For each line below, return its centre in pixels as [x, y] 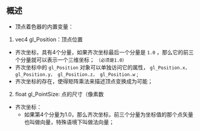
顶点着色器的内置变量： [44, 27]
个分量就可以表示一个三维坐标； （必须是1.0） [71, 60]
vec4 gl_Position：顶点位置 [49, 39]
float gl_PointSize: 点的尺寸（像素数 [59, 94]
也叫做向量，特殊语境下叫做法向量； [69, 122]
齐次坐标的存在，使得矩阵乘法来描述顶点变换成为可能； [84, 81]
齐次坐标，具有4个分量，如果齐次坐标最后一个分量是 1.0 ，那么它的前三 [105, 52]
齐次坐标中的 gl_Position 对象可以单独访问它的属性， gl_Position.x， [102, 67]
